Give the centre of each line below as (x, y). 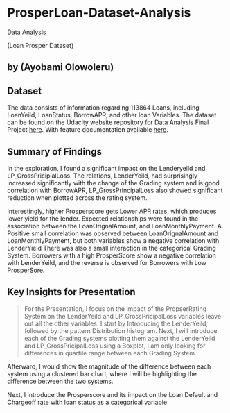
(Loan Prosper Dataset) (41, 45)
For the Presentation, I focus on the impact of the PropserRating (115, 309)
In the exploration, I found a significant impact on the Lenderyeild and (106, 168)
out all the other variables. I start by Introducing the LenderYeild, (116, 323)
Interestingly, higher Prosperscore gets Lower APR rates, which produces (112, 211)
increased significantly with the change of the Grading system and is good (113, 183)
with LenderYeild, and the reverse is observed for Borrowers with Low (107, 262)
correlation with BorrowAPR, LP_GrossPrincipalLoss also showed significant (115, 190)
